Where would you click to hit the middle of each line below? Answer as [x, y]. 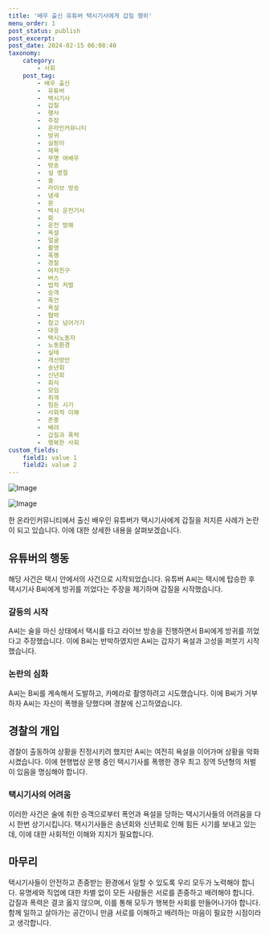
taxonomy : [25, 53]
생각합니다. [34, 923]
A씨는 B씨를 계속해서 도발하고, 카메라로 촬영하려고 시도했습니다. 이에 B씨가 [126, 693]
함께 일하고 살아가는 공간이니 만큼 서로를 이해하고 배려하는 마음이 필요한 [121, 913]
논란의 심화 [29, 674]
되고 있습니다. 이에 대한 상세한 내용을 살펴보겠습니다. [99, 530]
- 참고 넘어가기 [61, 323]
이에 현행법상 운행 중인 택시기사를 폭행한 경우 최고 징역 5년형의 [143, 762]
